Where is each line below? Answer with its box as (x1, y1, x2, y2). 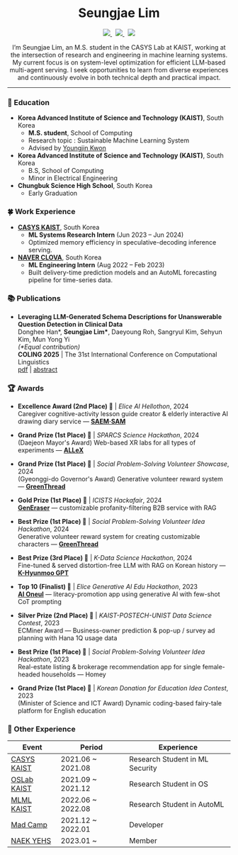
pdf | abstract (17, 365, 58, 374)
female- (202, 663, 225, 671)
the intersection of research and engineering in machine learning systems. (10, 50, 228, 59)
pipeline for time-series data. (28, 275, 113, 284)
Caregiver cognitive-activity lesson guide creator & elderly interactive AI (17, 410, 229, 418)
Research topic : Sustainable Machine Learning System (28, 136, 190, 145)
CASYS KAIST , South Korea (17, 223, 100, 231)
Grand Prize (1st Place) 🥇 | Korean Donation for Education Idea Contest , (17, 684, 229, 693)
